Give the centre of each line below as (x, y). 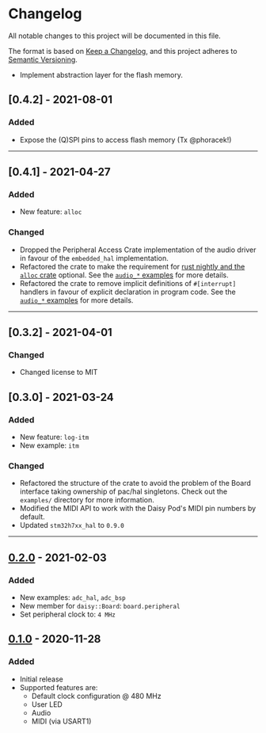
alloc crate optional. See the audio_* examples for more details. (124, 275)
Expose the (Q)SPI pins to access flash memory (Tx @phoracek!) (125, 139)
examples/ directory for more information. (87, 500)
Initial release (41, 679)
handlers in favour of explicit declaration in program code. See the (127, 292)
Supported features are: (59, 687)
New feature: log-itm (54, 437)
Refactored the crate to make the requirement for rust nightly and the (132, 266)
